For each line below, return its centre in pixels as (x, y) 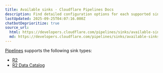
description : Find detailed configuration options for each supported (78, 14)
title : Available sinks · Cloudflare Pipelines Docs (59, 9)
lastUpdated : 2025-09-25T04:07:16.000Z (45, 18)
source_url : (17, 28)
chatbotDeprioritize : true (32, 23)
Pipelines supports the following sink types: (49, 50)
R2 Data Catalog (28, 65)
